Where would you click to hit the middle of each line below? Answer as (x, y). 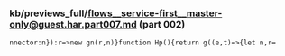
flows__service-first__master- (155, 13)
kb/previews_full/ (49, 13)
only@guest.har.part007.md (73, 24)
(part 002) (162, 24)
